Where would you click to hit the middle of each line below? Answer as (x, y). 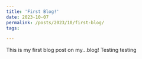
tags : (13, 28)
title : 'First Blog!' (33, 12)
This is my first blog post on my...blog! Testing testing (72, 50)
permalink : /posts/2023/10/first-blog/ (55, 22)
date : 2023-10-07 (28, 17)
